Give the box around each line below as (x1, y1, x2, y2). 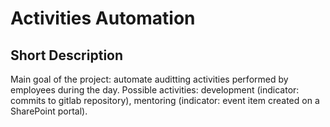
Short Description (10, 47, 124, 64)
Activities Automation (10, 7, 196, 30)
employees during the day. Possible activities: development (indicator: (10, 84, 300, 96)
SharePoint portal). (10, 105, 88, 117)
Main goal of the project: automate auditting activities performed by (10, 73, 289, 85)
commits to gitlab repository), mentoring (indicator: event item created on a (10, 95, 320, 106)
